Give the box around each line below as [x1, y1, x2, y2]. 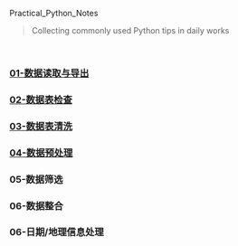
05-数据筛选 [9, 173, 63, 185]
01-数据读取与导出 [9, 67, 90, 80]
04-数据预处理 [9, 147, 73, 159]
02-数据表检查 [9, 93, 72, 106]
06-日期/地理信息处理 [9, 226, 104, 239]
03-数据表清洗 [9, 119, 73, 132]
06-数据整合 [9, 199, 63, 212]
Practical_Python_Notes [9, 8, 99, 18]
